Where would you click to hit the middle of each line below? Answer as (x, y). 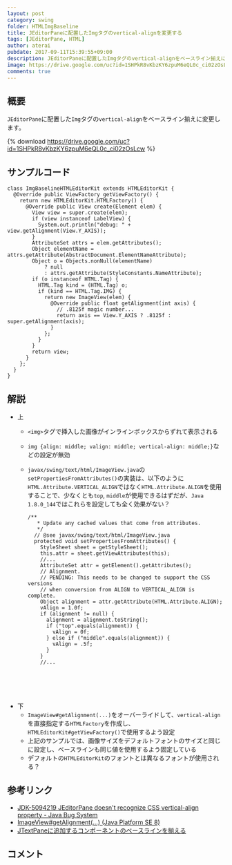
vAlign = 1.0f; (62, 608)
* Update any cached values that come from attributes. (119, 523)
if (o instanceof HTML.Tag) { (75, 279)
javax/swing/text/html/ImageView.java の (86, 469)
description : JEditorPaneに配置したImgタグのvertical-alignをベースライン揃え (114, 59)
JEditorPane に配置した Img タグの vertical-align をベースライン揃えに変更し (114, 119)
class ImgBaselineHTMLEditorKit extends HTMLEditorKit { (91, 189)
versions (40, 583)
